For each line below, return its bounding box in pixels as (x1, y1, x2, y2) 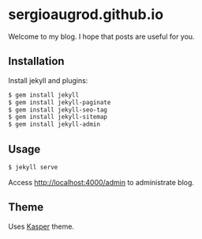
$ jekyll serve (8, 163, 58, 171)
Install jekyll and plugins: (8, 75, 88, 85)
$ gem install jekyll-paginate (8, 98, 111, 106)
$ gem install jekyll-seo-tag (8, 105, 108, 114)
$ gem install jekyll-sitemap (8, 113, 108, 121)
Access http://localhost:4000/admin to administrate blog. (8, 177, 195, 187)
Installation (8, 55, 65, 68)
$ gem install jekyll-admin (8, 120, 101, 128)
